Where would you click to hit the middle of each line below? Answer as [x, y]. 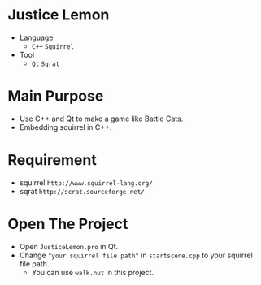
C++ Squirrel [53, 46]
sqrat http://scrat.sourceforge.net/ [82, 191]
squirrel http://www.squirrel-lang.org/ [86, 182]
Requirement [52, 160]
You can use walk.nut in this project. [93, 272]
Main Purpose [56, 96]
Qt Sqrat [46, 64]
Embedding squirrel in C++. [65, 127]
